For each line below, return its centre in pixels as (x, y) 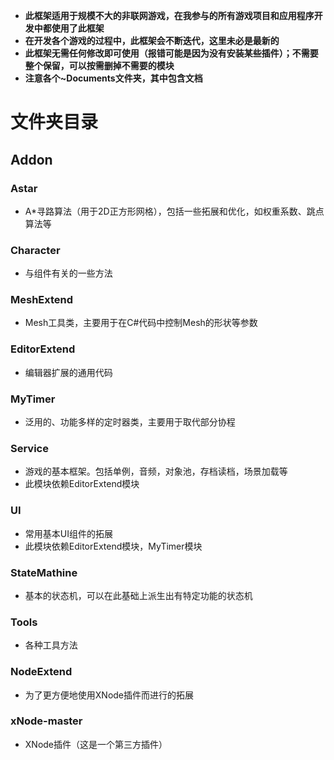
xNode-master (46, 721)
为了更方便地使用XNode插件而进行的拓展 (109, 695)
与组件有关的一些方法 (68, 273)
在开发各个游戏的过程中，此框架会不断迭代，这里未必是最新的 (152, 40)
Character (35, 250)
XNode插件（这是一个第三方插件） (96, 744)
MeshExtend (42, 300)
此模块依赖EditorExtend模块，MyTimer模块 (113, 546)
